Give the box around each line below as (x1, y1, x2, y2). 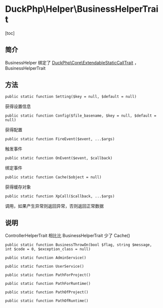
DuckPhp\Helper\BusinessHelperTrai (5, 3, 159, 15)
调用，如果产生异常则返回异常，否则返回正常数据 (5, 203, 104, 209)
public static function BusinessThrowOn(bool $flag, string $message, (5, 243, 152, 247)
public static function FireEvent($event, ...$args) (5, 136, 115, 141)
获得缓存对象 (5, 184, 31, 190)
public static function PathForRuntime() (5, 281, 91, 286)
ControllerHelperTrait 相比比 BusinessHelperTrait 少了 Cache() (5, 233, 131, 239)
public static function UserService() (5, 264, 84, 269)
